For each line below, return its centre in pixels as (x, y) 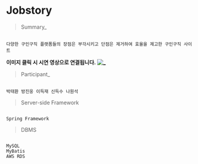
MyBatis (16, 151)
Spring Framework (28, 119)
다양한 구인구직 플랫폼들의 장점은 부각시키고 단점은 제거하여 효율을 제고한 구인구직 (94, 44)
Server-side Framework (50, 103)
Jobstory (29, 10)
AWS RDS (16, 156)
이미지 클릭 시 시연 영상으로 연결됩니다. (51, 62)
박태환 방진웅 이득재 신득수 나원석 (42, 91)
